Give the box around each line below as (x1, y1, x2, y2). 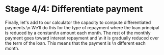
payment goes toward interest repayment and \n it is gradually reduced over (5, 35, 159, 41)
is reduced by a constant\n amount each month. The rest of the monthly (5, 30, 151, 36)
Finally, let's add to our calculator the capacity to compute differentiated (5, 19, 151, 25)
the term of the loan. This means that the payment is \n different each (5, 40, 146, 46)
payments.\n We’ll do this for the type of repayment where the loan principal (5, 24, 160, 30)
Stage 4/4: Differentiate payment (5, 3, 143, 15)
